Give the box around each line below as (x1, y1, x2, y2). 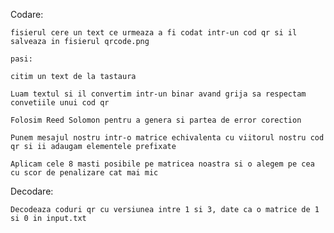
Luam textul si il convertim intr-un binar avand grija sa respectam (10, 89, 307, 99)
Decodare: (10, 185, 54, 197)
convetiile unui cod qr (10, 98, 110, 108)
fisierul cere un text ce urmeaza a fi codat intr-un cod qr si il (10, 28, 298, 38)
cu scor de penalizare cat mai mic (10, 168, 159, 178)
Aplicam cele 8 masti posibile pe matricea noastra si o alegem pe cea (10, 159, 315, 169)
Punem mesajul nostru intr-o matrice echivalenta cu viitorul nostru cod (10, 133, 325, 143)
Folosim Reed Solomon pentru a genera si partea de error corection (10, 115, 302, 125)
